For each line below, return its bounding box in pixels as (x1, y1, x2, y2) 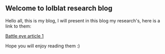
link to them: (5, 23, 32, 29)
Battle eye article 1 (5, 33, 44, 39)
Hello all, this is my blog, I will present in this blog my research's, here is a (5, 17, 160, 23)
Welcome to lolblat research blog (5, 4, 112, 13)
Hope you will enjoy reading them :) (5, 43, 80, 49)
